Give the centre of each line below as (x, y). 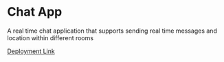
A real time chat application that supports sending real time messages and (112, 31)
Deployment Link (31, 51)
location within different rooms (51, 37)
